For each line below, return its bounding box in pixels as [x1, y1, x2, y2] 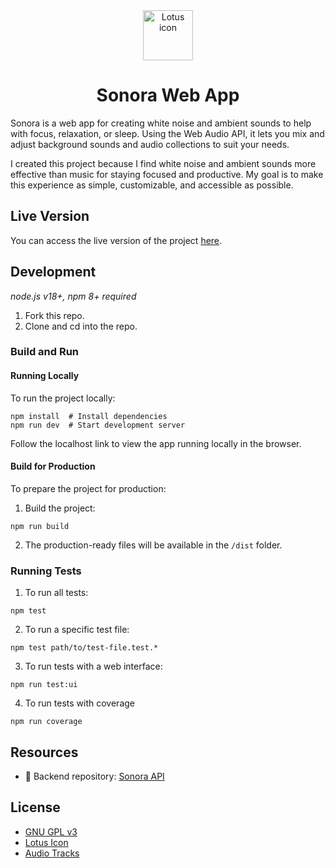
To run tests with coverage [24, 697, 135, 709]
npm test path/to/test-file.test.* [10, 643, 159, 653]
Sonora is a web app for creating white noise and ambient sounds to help [10, 117, 312, 129]
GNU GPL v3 [24, 825, 78, 838]
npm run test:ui [10, 680, 78, 690]
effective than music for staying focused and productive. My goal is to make [10, 168, 324, 180]
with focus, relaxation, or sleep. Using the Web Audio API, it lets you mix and [10, 127, 325, 139]
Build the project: [24, 502, 96, 514]
